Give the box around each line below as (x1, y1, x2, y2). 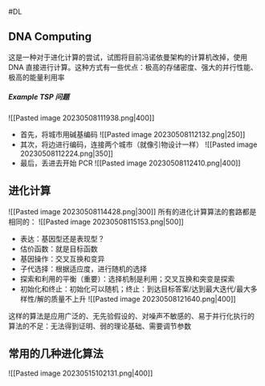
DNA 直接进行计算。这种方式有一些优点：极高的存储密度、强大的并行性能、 (8, 62, 259, 71)
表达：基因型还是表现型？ (19, 234, 105, 243)
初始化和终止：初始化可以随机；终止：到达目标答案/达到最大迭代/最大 (19, 284, 251, 294)
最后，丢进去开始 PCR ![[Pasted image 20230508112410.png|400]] (19, 158, 241, 168)
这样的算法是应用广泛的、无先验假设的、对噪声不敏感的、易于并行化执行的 (8, 311, 255, 320)
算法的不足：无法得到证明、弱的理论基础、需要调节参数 (8, 321, 191, 331)
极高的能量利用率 (8, 72, 65, 82)
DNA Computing (8, 30, 92, 43)
